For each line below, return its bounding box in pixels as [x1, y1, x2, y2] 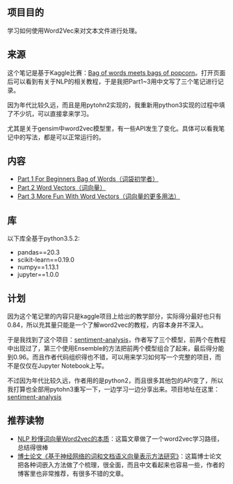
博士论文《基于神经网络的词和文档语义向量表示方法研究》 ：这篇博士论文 [17, 451, 222, 460]
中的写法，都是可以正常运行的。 [13, 133, 105, 141]
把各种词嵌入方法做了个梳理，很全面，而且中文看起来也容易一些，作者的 [17, 460, 225, 469]
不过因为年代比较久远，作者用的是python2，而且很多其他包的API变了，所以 [7, 376, 224, 385]
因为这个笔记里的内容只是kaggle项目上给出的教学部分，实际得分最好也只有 [7, 312, 222, 321]
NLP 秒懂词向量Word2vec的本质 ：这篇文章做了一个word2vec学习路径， [17, 434, 224, 443]
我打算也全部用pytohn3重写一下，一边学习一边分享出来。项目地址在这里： [7, 385, 220, 394]
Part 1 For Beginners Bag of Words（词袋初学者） [17, 175, 159, 183]
